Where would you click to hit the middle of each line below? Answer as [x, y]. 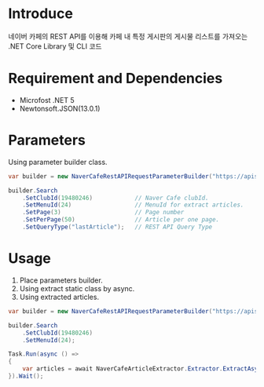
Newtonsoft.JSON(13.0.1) [60, 108]
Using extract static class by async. [77, 288]
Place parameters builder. [61, 280]
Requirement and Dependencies [115, 78]
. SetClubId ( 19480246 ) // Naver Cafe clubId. [116, 198]
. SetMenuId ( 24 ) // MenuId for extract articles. [133, 205]
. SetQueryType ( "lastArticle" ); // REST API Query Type [117, 227]
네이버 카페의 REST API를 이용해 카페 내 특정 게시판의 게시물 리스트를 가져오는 [128, 36]
